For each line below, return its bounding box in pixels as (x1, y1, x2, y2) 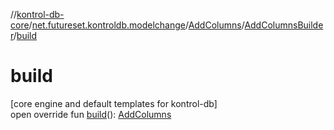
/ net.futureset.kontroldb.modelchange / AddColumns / (28, 19, 245, 31)
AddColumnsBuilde (244, 19, 324, 31)
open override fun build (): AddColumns (10, 108, 172, 120)
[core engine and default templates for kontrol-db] (10, 97, 218, 109)
